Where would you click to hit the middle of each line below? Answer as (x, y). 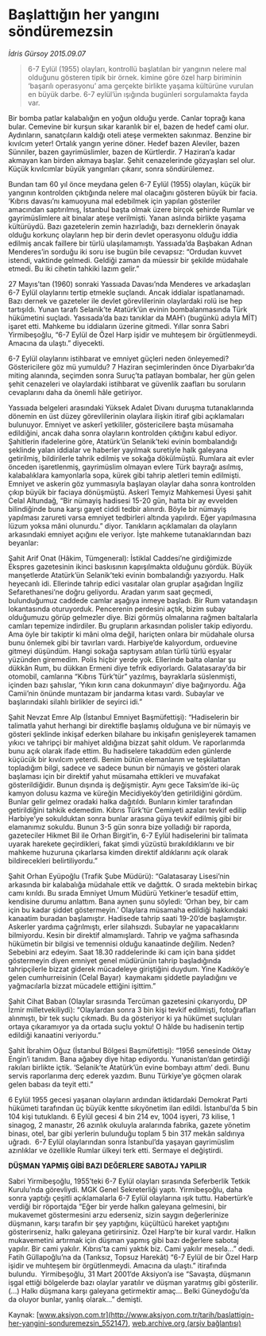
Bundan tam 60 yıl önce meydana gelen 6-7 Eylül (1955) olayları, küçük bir (130, 184)
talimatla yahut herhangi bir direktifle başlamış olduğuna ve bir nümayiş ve (130, 726)
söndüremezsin (61, 31)
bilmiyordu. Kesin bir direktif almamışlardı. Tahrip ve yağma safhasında (124, 935)
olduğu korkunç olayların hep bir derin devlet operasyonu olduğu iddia (123, 234)
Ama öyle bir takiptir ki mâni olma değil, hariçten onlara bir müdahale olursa (131, 634)
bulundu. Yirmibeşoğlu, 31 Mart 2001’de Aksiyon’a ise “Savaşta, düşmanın (130, 1274)
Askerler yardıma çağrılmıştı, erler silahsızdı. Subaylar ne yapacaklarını (124, 927)
